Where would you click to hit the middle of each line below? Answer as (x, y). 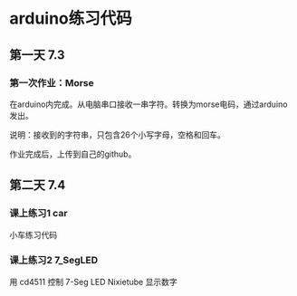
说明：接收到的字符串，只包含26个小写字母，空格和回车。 (118, 134)
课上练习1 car (38, 214)
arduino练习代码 (71, 19)
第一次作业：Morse (52, 82)
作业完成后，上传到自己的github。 (73, 154)
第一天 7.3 (37, 55)
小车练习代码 (33, 234)
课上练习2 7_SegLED (54, 261)
